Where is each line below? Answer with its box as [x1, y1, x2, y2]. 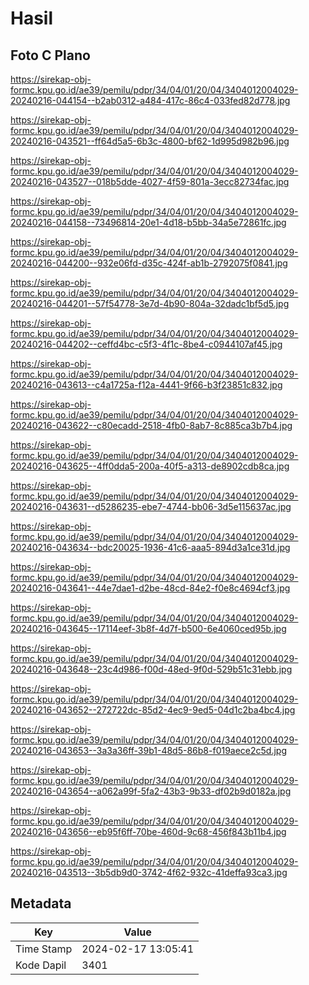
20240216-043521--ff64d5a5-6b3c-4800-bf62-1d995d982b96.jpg [10, 135, 290, 147]
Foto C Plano [10, 47, 91, 64]
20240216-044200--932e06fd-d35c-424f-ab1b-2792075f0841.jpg [10, 257, 288, 269]
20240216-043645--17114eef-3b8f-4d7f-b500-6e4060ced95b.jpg [10, 623, 287, 634]
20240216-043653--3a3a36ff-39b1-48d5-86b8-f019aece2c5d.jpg [10, 745, 288, 756]
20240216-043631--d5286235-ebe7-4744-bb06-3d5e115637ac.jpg [10, 501, 292, 512]
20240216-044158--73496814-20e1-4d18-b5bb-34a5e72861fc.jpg [10, 217, 287, 228]
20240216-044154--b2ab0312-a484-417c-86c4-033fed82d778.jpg [10, 95, 291, 106]
